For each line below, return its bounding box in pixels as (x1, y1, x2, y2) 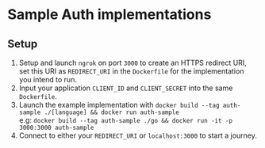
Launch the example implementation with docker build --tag (18, 101, 220, 109)
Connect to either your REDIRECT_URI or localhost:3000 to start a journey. (18, 131, 257, 140)
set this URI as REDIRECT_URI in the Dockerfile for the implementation (18, 66, 244, 76)
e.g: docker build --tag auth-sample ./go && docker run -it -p (18, 116, 233, 124)
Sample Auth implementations (7, 6, 212, 24)
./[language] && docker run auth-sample (44, 108, 179, 116)
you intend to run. (18, 75, 77, 84)
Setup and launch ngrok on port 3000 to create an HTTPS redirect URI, (18, 58, 247, 67)
